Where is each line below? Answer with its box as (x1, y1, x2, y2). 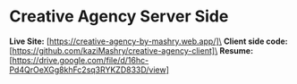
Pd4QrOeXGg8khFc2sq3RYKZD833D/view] (9, 64, 170, 75)
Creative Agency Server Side (9, 6, 229, 27)
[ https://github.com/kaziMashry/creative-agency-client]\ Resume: (9, 45, 253, 55)
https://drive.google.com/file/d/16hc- (12, 55, 149, 65)
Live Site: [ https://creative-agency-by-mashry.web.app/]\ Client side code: (9, 36, 288, 46)
